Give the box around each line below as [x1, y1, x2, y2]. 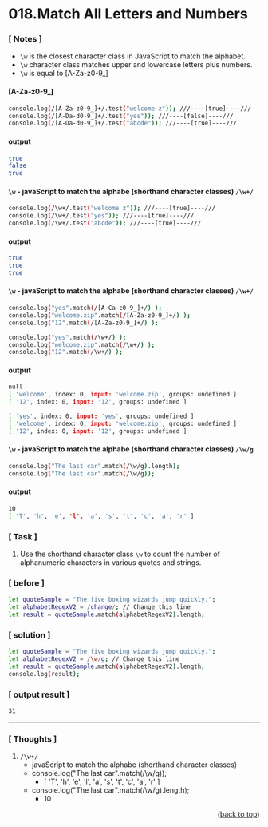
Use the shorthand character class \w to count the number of [19, 549, 221, 559]
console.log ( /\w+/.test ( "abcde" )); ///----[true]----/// [8, 219, 202, 228]
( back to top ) [217, 809, 260, 819]
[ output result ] [8, 689, 70, 700]
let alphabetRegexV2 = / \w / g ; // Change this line [8, 655, 180, 663]
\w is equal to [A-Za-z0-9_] [19, 69, 109, 78]
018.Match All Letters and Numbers [8, 5, 249, 23]
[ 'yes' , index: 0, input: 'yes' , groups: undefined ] [8, 412, 195, 420]
